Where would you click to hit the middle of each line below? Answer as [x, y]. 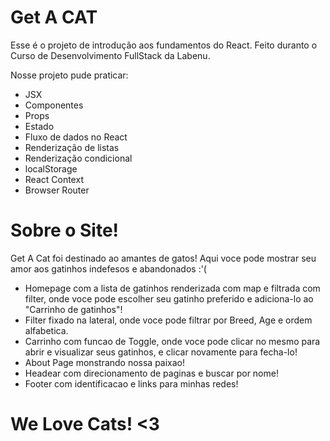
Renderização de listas [72, 147]
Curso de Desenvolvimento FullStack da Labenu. [110, 55]
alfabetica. [46, 330]
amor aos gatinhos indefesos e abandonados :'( [108, 268]
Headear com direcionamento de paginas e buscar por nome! [151, 373]
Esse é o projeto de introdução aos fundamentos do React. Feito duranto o [164, 45]
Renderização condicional [78, 158]
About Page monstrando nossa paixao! [105, 362]
